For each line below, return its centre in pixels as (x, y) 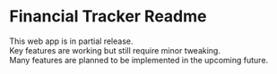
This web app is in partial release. (71, 41)
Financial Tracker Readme (108, 16)
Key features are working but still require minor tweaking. (115, 50)
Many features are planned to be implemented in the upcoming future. (139, 60)
